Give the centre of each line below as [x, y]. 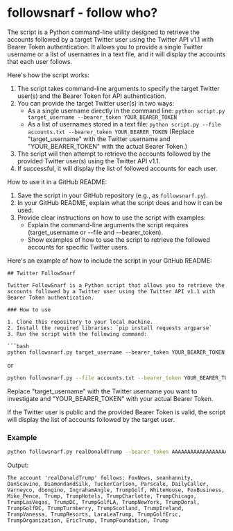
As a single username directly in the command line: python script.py [126, 111]
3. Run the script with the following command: [77, 334]
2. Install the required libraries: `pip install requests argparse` [110, 328]
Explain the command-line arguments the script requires [108, 224]
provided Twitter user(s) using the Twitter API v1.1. [89, 161]
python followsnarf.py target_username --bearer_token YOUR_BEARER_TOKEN [116, 352]
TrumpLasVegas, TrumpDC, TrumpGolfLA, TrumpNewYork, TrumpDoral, [103, 502]
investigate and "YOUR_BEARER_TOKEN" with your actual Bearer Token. [110, 398]
